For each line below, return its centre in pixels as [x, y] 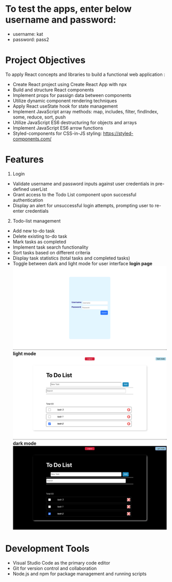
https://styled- [118, 133]
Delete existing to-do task [40, 236]
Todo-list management [37, 220]
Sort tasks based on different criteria [51, 252]
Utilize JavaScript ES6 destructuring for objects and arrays [75, 122]
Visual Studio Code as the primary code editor [61, 563]
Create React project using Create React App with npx [70, 84]
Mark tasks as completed [39, 242]
